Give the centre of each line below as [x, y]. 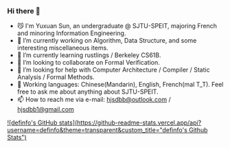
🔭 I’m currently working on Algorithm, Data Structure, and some [107, 41]
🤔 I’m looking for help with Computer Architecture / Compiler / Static [114, 70]
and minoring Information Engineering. [71, 33]
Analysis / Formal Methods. [56, 77]
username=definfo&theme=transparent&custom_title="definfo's [97, 130]
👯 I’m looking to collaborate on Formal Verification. [88, 63]
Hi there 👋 [24, 11]
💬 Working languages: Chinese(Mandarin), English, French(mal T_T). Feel [120, 85]
